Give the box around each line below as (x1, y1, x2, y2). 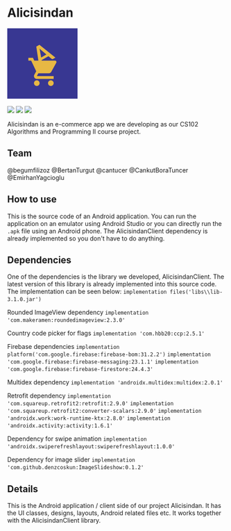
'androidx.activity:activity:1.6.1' (7, 423, 113, 430)
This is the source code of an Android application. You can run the (7, 212, 196, 220)
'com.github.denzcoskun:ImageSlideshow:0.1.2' (7, 464, 144, 471)
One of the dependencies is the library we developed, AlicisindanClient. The (7, 272, 225, 281)
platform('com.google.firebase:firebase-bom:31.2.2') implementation (7, 351, 212, 359)
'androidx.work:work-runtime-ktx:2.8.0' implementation (7, 415, 171, 422)
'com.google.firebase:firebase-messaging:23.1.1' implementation (7, 359, 199, 366)
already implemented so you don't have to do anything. (7, 234, 165, 243)
